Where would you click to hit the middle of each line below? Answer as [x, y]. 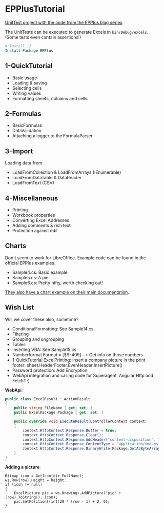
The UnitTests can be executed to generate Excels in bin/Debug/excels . [77, 32]
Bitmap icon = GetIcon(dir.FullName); [44, 476]
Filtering [20, 334]
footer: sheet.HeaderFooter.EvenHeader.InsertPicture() [67, 365]
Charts [16, 246]
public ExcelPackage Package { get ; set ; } [59, 413]
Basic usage [24, 78]
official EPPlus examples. [30, 263]
